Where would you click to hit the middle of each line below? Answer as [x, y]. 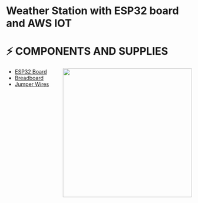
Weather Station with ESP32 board [93, 11]
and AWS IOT [39, 23]
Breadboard [29, 78]
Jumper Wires [32, 84]
